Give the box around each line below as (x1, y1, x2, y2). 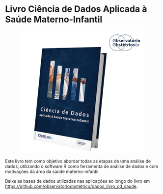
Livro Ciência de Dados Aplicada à (5, 3, 147, 15)
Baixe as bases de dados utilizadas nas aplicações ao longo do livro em (5, 178, 150, 184)
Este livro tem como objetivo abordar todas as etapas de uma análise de (5, 158, 151, 164)
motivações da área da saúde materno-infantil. (5, 168, 100, 174)
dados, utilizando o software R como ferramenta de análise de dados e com (5, 163, 159, 169)
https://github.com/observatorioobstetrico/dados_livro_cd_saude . (5, 183, 138, 189)
